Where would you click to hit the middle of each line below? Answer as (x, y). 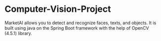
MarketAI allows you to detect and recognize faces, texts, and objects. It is (80, 23)
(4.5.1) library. (19, 33)
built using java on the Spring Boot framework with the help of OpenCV (77, 28)
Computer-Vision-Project (58, 9)
